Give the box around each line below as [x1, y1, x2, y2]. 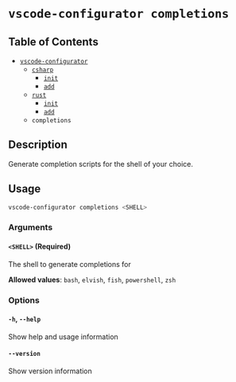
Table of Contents [8, 35, 99, 48]
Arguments [8, 222, 53, 233]
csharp [31, 66, 54, 74]
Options [8, 295, 40, 306]
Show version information [8, 366, 93, 376]
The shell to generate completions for [8, 259, 131, 268]
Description [8, 138, 68, 152]
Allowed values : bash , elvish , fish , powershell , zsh [8, 275, 176, 284]
